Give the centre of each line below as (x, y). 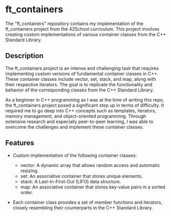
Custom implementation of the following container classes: (75, 155)
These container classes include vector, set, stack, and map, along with (81, 79)
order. (27, 192)
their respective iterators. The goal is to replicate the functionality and (79, 84)
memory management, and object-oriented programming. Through (76, 116)
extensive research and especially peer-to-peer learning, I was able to (79, 122)
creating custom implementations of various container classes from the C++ (86, 34)
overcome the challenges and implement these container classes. (75, 127)
